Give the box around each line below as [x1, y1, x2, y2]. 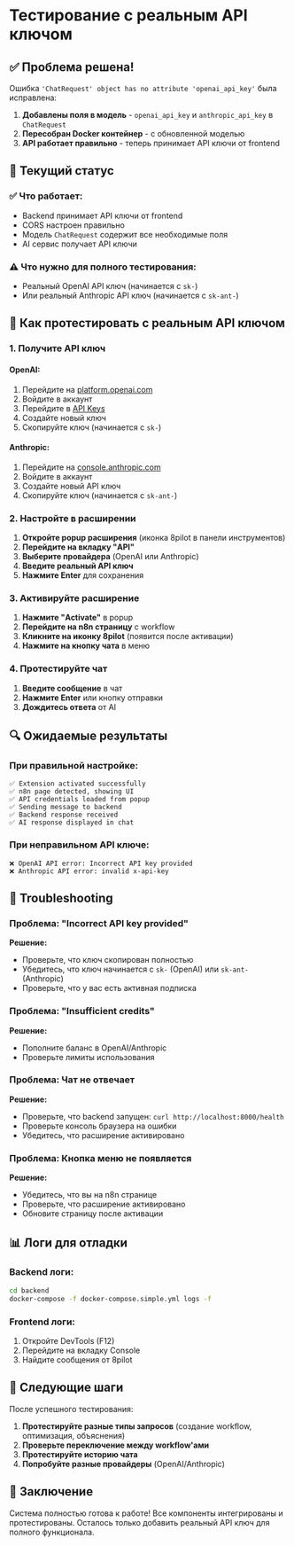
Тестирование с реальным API [9, 5, 248, 26]
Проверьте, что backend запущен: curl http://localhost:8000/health [21, 1111, 285, 1121]
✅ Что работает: [9, 190, 83, 202]
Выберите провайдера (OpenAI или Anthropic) [21, 551, 199, 561]
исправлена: [9, 92, 58, 103]
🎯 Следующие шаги [9, 1380, 124, 1395]
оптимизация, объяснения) [21, 1430, 126, 1441]
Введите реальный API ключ [21, 560, 134, 571]
